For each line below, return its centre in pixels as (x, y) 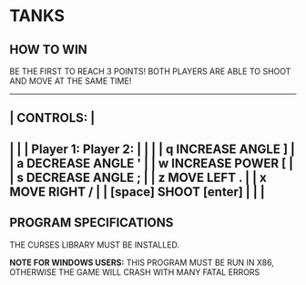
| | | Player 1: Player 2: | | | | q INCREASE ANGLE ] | (153, 149)
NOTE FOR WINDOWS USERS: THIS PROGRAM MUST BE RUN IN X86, (142, 262)
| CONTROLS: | (52, 118)
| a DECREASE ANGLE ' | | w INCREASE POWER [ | (152, 163)
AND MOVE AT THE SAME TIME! (71, 81)
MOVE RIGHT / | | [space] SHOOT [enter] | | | (138, 192)
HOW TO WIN (49, 50)
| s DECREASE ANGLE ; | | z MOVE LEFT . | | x (138, 177)
